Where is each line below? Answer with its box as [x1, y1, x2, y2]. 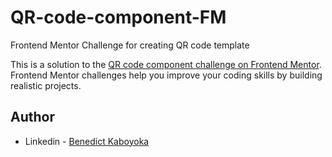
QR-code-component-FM [10, 6, 227, 29]
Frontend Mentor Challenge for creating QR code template [10, 39, 250, 51]
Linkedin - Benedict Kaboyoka [24, 135, 150, 147]
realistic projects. [10, 79, 82, 91]
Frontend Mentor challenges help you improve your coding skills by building [10, 69, 323, 81]
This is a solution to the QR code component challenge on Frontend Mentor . [10, 58, 322, 70]
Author [10, 109, 55, 126]
